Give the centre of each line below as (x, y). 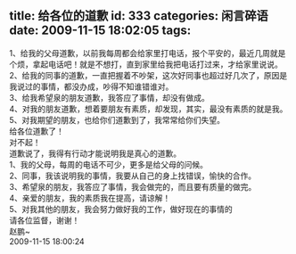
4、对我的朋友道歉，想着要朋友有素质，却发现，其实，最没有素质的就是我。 (148, 109)
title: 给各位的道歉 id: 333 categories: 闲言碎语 (139, 16)
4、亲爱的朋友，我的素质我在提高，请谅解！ (90, 198)
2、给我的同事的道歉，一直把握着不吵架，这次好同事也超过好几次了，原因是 (148, 75)
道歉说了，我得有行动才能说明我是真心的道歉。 (95, 153)
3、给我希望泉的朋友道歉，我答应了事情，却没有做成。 (109, 97)
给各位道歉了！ (37, 131)
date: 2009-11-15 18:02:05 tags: (100, 31)
